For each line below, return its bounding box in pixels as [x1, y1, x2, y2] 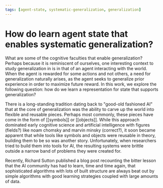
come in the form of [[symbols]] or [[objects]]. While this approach [5, 116, 140, 123]
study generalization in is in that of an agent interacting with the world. [5, 65, 147, 71]
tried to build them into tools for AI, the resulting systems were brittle [5, 143, 143, 149]
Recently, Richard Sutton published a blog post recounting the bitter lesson [5, 158, 156, 163]
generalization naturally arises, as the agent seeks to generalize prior [5, 76, 144, 81]
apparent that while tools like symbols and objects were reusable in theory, [5, 132, 156, 138]
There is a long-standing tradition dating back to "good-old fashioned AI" [5, 101, 153, 107]
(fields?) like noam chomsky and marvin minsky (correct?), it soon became [5, 127, 156, 133]
